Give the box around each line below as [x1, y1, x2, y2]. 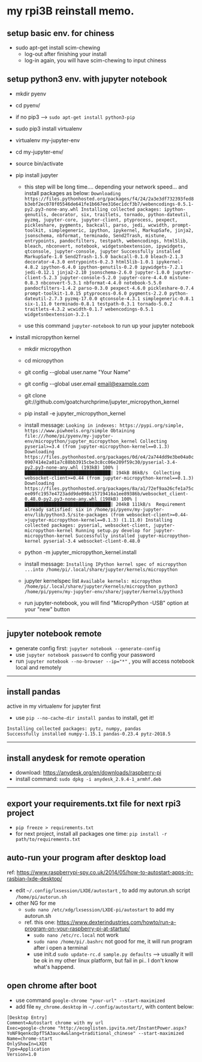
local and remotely [15, 663, 62, 671]
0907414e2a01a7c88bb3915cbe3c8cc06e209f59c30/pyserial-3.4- [24, 459, 178, 465]
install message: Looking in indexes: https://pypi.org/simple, [24, 421, 185, 429]
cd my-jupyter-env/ [15, 148, 64, 155]
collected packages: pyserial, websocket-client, [24, 522, 152, 528]
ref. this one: [24, 919, 56, 926]
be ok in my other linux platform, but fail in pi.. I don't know [33, 956, 179, 964]
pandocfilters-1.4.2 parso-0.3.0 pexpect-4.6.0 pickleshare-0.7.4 [24, 285, 194, 291]
